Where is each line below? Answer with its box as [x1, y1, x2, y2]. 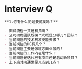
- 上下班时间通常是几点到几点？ [4, 60, 60, 65]
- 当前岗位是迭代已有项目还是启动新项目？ [4, 55, 79, 60]
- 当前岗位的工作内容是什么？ [4, 51, 57, 56]
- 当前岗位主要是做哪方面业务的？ [4, 46, 64, 52]
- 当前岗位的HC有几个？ [4, 42, 46, 47]
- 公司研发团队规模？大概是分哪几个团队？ [4, 33, 79, 37]
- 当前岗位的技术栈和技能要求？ [4, 37, 60, 42]
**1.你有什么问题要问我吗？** [4, 19, 58, 24]
